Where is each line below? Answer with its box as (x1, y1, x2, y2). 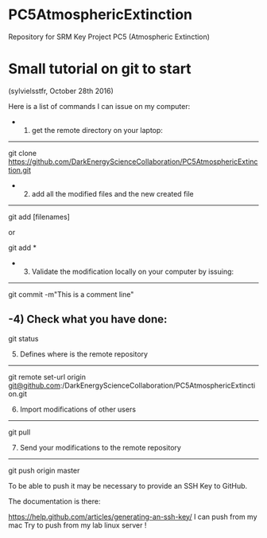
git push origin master (8, 466, 80, 475)
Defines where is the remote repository (19, 349, 149, 359)
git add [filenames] (8, 212, 70, 221)
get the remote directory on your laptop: (31, 125, 163, 134)
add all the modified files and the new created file (31, 189, 195, 198)
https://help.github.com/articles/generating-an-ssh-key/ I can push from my (8, 512, 257, 521)
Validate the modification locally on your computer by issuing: (31, 267, 234, 276)
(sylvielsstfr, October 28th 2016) (8, 86, 114, 96)
